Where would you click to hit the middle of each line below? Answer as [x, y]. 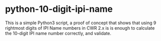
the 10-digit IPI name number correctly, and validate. [58, 33]
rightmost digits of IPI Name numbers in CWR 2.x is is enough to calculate [80, 28]
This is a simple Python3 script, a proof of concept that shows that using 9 [81, 23]
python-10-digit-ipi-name [59, 9]
